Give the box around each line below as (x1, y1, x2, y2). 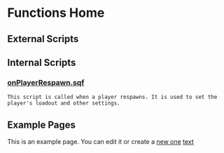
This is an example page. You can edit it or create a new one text (7, 138, 194, 146)
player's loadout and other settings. (7, 100, 120, 107)
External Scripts (7, 33, 79, 45)
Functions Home (7, 5, 105, 21)
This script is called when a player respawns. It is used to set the (7, 93, 218, 101)
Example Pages (7, 119, 76, 131)
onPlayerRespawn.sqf (7, 77, 85, 87)
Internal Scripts (7, 56, 76, 68)
